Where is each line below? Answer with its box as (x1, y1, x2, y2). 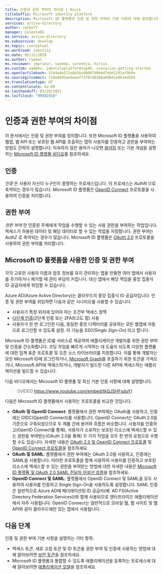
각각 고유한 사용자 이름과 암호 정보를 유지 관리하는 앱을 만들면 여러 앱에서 (5, 270, 144, 276)
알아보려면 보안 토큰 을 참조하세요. (17, 552, 81, 558)
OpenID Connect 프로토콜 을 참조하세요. (12, 445, 88, 451)
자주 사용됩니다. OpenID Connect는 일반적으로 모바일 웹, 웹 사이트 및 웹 (21, 500, 158, 506)
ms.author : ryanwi (5, 57, 42, 62)
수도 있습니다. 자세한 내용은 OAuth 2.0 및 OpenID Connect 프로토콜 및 (17, 439, 152, 445)
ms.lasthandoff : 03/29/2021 (5, 89, 62, 94)
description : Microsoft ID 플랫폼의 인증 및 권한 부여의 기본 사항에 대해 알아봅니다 (5, 16, 159, 21)
